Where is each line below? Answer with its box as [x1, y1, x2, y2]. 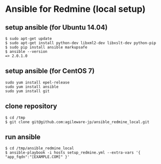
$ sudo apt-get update [5, 36, 52, 41]
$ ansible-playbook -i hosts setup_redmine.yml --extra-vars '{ [5, 150, 141, 155]
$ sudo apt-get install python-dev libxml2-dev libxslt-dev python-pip [5, 41, 156, 45]
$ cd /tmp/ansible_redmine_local [5, 146, 74, 151]
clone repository [5, 102, 57, 111]
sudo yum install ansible [5, 84, 58, 89]
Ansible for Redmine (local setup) [5, 3, 146, 15]
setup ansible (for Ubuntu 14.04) [5, 23, 108, 32]
